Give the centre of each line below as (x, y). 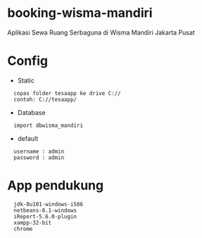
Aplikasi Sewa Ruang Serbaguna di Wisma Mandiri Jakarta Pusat (101, 32)
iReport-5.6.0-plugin (45, 216)
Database (31, 112)
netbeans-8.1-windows (45, 210)
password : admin (39, 157)
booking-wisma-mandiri (80, 13)
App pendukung (56, 186)
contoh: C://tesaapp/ (45, 99)
